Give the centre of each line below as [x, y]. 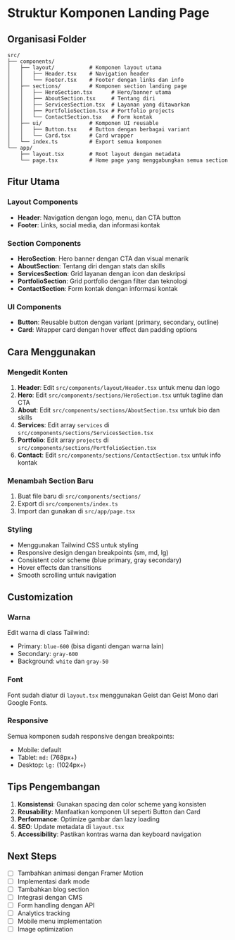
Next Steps [32, 856]
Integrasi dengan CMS [50, 897]
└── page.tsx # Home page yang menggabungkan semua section [124, 160]
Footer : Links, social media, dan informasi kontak [89, 225]
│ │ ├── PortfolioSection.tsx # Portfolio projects [91, 111]
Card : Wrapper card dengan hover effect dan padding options [107, 330]
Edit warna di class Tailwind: [49, 633]
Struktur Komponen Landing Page [108, 13]
